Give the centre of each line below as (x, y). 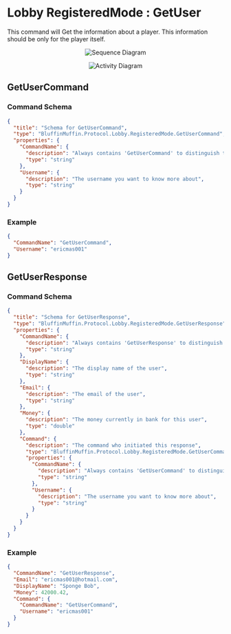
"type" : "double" (50, 426)
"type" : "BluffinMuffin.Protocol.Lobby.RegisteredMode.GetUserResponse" (120, 324)
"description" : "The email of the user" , (86, 394)
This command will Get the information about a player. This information (108, 32)
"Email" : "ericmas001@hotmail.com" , (66, 580)
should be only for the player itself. (56, 39)
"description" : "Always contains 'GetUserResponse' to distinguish (124, 343)
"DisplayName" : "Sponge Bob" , (56, 586)
